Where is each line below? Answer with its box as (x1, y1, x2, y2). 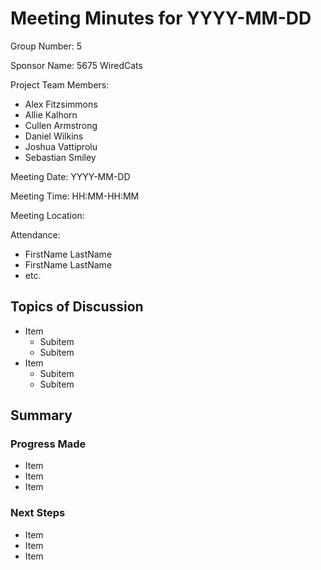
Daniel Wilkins (24, 130, 84, 142)
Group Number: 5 (10, 40, 83, 52)
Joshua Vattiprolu (24, 140, 98, 152)
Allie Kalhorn (24, 108, 78, 121)
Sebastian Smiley (24, 151, 97, 163)
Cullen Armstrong (24, 119, 98, 131)
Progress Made (10, 437, 87, 451)
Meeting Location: (10, 209, 85, 221)
